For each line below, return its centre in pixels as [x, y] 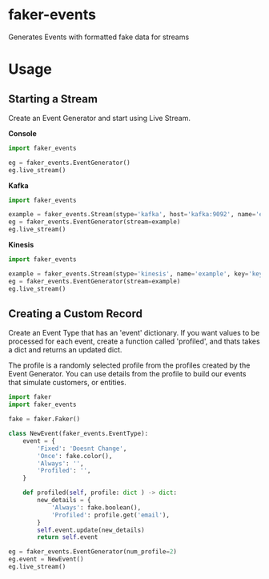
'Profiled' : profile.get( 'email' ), [110, 515]
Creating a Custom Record [75, 314]
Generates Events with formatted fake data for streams [99, 37]
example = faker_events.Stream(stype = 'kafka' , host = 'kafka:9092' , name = [132, 215]
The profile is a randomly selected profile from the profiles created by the [129, 365]
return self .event [68, 537]
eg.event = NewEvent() [46, 559]
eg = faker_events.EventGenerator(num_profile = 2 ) [93, 552]
